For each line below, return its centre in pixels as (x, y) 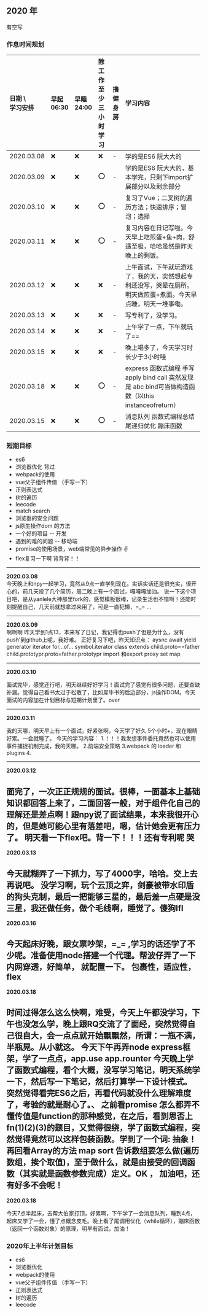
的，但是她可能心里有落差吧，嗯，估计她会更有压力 (103, 826)
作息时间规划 (25, 44)
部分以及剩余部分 (156, 187)
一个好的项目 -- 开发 (41, 533)
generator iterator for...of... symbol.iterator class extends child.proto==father (103, 647)
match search (33, 511)
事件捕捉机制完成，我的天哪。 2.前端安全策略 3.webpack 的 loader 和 (94, 746)
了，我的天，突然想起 (156, 276)
